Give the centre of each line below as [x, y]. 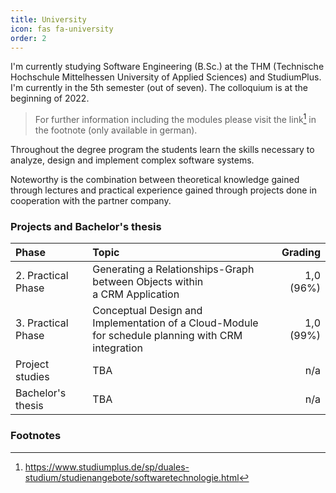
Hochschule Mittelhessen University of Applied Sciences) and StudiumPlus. [166, 77]
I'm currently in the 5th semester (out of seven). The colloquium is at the [159, 88]
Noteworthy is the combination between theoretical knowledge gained [155, 180]
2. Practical [42, 276]
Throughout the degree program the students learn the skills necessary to [162, 150]
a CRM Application [136, 294]
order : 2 [28, 38]
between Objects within [148, 282]
